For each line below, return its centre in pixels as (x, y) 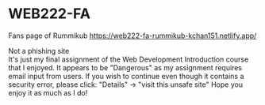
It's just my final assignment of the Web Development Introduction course (129, 59)
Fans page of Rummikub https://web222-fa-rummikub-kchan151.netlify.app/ (132, 36)
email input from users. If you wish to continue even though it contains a (126, 76)
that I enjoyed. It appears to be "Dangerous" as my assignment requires (125, 67)
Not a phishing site (39, 51)
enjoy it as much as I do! (48, 92)
